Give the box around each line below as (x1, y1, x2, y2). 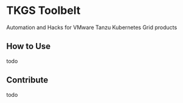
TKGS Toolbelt (6, 4, 81, 18)
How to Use (6, 41, 51, 51)
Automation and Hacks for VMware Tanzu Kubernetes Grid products (6, 24, 178, 31)
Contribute (6, 75, 49, 85)
